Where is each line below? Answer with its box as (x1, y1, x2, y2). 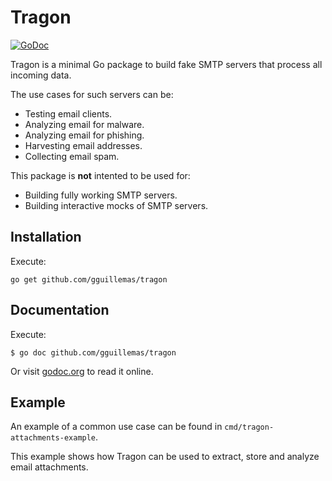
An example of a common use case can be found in (10, 421, 223, 433)
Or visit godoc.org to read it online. (10, 365, 154, 377)
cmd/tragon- (224, 422, 275, 433)
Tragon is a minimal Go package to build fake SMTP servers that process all (10, 58, 323, 70)
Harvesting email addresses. (24, 139, 143, 151)
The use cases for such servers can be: (10, 88, 174, 100)
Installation (10, 229, 82, 246)
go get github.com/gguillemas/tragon (10, 274, 168, 285)
